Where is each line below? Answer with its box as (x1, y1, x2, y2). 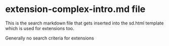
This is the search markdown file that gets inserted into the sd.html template (5, 20, 164, 26)
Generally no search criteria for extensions (5, 35, 95, 41)
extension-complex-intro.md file (5, 3, 146, 15)
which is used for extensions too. (5, 25, 74, 31)
